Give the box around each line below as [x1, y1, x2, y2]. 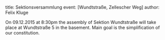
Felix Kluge [5, 9, 29, 15]
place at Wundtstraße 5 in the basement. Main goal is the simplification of [5, 24, 160, 30]
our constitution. [5, 30, 40, 35]
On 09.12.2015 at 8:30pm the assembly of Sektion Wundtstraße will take [5, 19, 156, 25]
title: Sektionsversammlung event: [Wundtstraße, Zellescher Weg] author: [5, 4, 159, 10]
